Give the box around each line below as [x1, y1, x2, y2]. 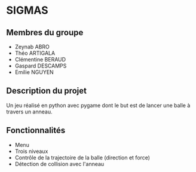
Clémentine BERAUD [14, 56, 66, 63]
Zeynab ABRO [14, 43, 50, 50]
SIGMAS [6, 4, 49, 17]
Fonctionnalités [6, 125, 66, 136]
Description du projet [6, 86, 87, 96]
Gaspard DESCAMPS [14, 62, 67, 69]
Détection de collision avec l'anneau [14, 160, 105, 167]
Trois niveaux [14, 148, 48, 155]
